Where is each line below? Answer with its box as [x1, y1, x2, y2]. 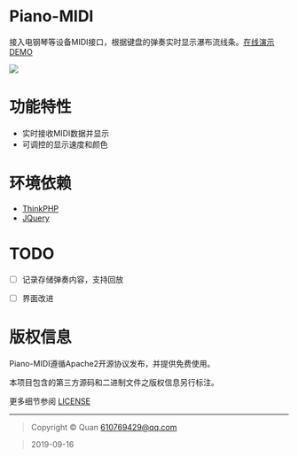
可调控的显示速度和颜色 [21, 139, 108, 150]
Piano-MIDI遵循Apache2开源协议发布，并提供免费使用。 [9, 358, 216, 368]
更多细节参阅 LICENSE [9, 396, 91, 407]
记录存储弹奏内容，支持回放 [21, 274, 124, 284]
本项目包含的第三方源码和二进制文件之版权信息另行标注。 [9, 376, 219, 387]
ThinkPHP [21, 203, 59, 213]
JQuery [21, 213, 51, 223]
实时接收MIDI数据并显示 [21, 128, 110, 138]
